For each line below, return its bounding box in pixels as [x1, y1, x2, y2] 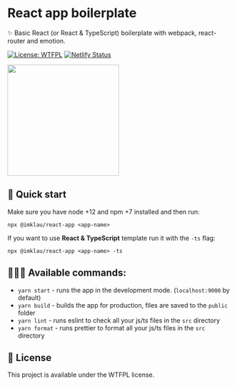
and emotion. [26, 36, 66, 45]
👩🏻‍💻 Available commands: [7, 267, 126, 279]
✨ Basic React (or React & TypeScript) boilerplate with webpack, [7, 28, 198, 37]
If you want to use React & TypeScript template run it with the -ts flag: [7, 234, 216, 242]
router [7, 36, 26, 45]
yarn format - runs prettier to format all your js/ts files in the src [17, 323, 206, 332]
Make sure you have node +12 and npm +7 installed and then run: [7, 207, 200, 216]
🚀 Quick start [7, 189, 66, 201]
